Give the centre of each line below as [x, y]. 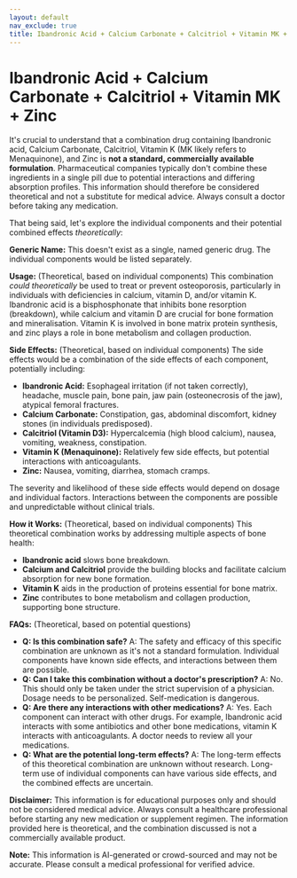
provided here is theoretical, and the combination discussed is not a [133, 828]
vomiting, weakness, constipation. [84, 443]
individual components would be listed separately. [101, 259]
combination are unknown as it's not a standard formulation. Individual [150, 651]
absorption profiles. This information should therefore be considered [134, 187]
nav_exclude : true [43, 26]
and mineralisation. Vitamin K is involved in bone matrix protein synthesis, [144, 324]
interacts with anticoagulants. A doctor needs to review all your [137, 736]
